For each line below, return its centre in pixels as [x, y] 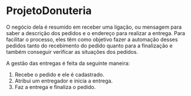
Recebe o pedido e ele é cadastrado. [59, 74]
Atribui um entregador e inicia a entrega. [64, 81]
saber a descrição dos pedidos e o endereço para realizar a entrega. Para [96, 33]
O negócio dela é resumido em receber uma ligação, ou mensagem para [94, 27]
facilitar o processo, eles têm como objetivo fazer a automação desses [92, 39]
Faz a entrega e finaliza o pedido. [55, 87]
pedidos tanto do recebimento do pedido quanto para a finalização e [89, 46]
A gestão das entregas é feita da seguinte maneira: [68, 63]
